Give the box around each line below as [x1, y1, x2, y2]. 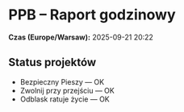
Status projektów [8, 56, 97, 69]
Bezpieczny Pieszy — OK [19, 77, 105, 86]
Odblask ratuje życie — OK [19, 94, 111, 104]
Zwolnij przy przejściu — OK [19, 85, 115, 95]
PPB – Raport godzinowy [8, 6, 176, 24]
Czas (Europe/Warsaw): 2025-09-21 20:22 [8, 32, 153, 42]
